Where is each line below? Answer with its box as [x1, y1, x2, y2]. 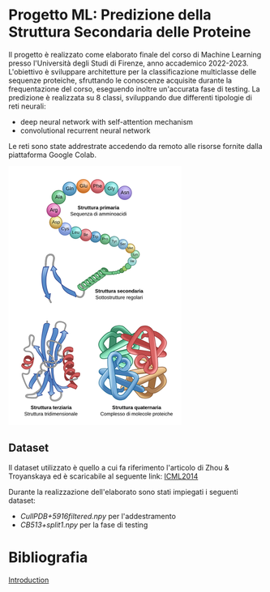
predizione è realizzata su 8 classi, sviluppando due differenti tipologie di [8, 92, 253, 102]
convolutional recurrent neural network [19, 126, 151, 135]
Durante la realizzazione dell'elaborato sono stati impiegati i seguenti [8, 487, 238, 496]
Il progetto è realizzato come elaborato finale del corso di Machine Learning [8, 49, 262, 59]
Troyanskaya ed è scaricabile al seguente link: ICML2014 [8, 471, 199, 481]
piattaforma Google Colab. [8, 150, 97, 160]
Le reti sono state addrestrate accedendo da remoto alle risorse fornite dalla [8, 141, 263, 151]
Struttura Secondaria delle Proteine [8, 23, 251, 41]
